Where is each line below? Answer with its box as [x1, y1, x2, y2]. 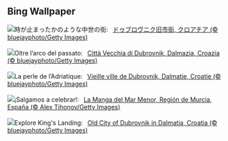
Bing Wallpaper [7, 6, 76, 18]
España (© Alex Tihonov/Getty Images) [7, 102, 121, 111]
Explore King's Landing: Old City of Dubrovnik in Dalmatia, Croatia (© [14, 119, 217, 127]
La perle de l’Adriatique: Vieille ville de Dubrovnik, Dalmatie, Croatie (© [14, 72, 221, 80]
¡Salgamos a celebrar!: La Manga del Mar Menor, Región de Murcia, [14, 95, 213, 104]
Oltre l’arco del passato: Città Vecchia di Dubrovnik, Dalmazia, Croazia [14, 48, 220, 57]
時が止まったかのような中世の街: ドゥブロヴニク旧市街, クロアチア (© [14, 25, 218, 34]
